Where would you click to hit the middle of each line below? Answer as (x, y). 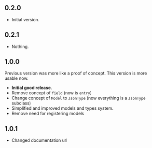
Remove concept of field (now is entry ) (52, 93)
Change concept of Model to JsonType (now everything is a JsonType (78, 98)
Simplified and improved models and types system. (62, 108)
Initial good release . (32, 88)
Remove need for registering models (48, 114)
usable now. (16, 78)
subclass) (21, 103)
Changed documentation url (39, 140)
